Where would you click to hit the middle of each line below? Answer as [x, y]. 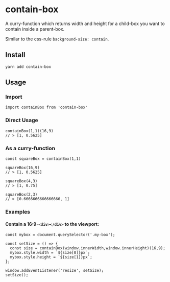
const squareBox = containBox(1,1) [43, 159]
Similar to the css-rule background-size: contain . [57, 39]
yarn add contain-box [28, 67]
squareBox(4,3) [21, 181]
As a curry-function [30, 148]
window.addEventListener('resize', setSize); [54, 271]
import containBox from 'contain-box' [46, 108]
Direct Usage [22, 120]
